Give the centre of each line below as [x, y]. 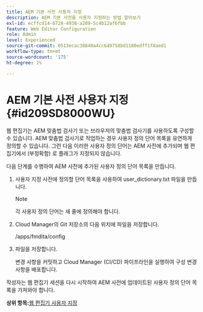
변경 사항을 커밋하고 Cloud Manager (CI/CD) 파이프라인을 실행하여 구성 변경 [106, 262]
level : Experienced [31, 40]
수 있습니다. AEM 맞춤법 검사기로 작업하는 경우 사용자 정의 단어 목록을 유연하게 [99, 138]
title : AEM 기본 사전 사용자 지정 [44, 12]
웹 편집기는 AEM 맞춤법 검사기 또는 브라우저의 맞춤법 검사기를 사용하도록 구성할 [100, 131]
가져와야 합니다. [36, 290]
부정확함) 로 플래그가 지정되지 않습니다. [76, 154]
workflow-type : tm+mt [34, 52]
